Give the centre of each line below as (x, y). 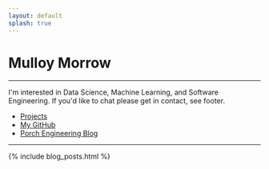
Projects (34, 116)
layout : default (35, 16)
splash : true (30, 23)
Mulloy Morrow (60, 63)
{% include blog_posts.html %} (59, 156)
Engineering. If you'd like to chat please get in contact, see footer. (117, 101)
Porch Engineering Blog (59, 134)
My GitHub (38, 125)
